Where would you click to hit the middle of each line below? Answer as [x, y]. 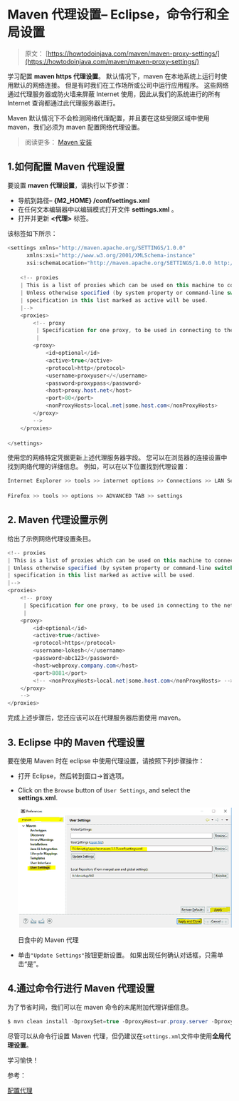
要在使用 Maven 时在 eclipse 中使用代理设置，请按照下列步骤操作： [106, 761]
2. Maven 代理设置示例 [58, 520]
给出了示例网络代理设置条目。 [51, 538]
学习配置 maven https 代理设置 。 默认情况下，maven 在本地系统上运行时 [114, 76]
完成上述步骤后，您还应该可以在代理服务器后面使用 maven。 [96, 718]
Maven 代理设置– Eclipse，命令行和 [112, 15]
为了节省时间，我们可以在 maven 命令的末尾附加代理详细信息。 [100, 1007]
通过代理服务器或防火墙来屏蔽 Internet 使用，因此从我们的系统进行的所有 [114, 94]
